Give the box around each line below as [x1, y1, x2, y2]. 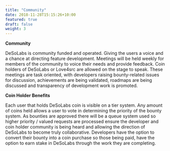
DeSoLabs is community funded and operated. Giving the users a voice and [5, 50, 163, 56]
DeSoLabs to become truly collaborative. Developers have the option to [5, 129, 155, 135]
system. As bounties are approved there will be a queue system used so [5, 113, 156, 119]
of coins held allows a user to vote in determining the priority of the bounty [5, 108, 162, 114]
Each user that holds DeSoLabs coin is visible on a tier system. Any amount [5, 102, 163, 108]
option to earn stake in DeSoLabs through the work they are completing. [5, 140, 156, 146]
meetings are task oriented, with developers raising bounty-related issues [5, 72, 159, 78]
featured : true [5, 17, 38, 22]
